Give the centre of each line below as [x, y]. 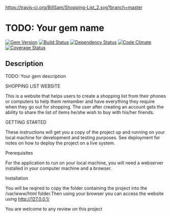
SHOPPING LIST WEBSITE [33, 86]
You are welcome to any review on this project [54, 209]
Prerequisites [19, 153]
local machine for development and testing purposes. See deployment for [83, 137]
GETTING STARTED [26, 122]
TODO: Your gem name [55, 28]
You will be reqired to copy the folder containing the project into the [76, 188]
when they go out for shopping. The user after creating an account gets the [85, 106]
